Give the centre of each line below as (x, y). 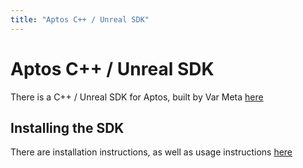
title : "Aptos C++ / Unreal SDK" (80, 19)
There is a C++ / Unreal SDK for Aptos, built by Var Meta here (137, 97)
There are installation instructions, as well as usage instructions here (151, 152)
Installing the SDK (67, 127)
